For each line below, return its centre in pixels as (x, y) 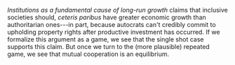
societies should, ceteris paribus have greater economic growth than (107, 17)
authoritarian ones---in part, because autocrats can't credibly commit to (112, 25)
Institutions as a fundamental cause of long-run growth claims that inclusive (117, 10)
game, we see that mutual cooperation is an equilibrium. (88, 54)
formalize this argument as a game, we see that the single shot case (106, 39)
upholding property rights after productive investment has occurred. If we (114, 32)
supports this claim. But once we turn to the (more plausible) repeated (109, 47)
